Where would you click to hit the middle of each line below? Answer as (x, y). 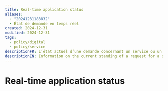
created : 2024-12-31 (27, 28)
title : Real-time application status (44, 10)
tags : (11, 38)
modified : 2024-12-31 (28, 33)
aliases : (14, 14)
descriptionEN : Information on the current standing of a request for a (82, 56)
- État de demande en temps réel (44, 24)
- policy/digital (28, 42)
